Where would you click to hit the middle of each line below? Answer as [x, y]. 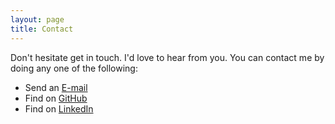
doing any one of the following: [74, 68]
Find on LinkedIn [59, 108]
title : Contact [42, 29]
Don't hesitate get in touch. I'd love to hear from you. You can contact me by [167, 57]
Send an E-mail [56, 87]
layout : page [37, 19]
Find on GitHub [56, 98]
